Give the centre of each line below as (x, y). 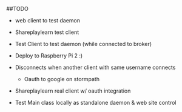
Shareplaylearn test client (47, 32)
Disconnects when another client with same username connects (95, 67)
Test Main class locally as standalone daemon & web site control (96, 103)
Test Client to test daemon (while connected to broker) (83, 44)
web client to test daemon (48, 20)
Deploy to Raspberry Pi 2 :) (49, 56)
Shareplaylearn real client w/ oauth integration (73, 91)
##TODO (17, 9)
